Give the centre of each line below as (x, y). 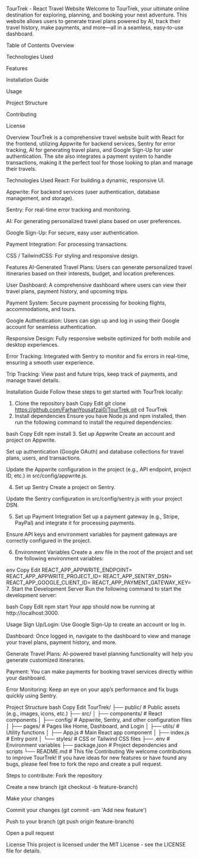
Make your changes (30, 798)
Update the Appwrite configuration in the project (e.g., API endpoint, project (99, 469)
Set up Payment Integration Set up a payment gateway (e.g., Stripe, (97, 516)
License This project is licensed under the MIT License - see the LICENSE (96, 844)
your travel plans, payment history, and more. (62, 642)
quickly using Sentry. (32, 696)
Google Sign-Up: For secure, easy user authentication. (73, 233)
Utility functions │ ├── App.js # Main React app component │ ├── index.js (98, 732)
